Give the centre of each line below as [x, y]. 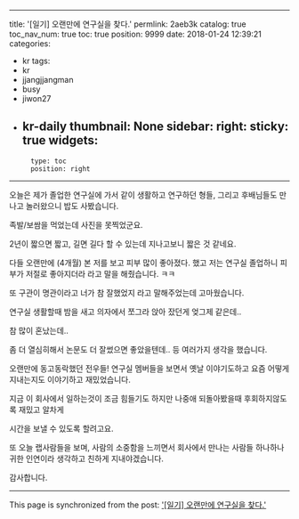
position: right [61, 169]
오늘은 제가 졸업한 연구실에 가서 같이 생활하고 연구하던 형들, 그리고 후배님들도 [143, 195]
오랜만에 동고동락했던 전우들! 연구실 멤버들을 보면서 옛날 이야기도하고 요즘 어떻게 [149, 368]
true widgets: [60, 140]
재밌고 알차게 [41, 410]
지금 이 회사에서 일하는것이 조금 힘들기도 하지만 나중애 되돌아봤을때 [125, 398]
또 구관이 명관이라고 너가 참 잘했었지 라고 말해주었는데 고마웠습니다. [127, 292]
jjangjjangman [48, 80]
